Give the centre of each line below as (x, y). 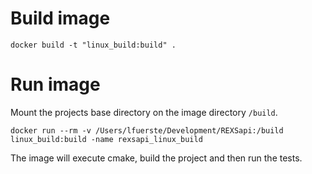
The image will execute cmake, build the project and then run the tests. (156, 158)
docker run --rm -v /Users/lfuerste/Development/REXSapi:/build (147, 130)
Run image (55, 84)
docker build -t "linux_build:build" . (93, 45)
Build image (60, 18)
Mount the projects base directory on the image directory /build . (144, 112)
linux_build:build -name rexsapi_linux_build (106, 139)
